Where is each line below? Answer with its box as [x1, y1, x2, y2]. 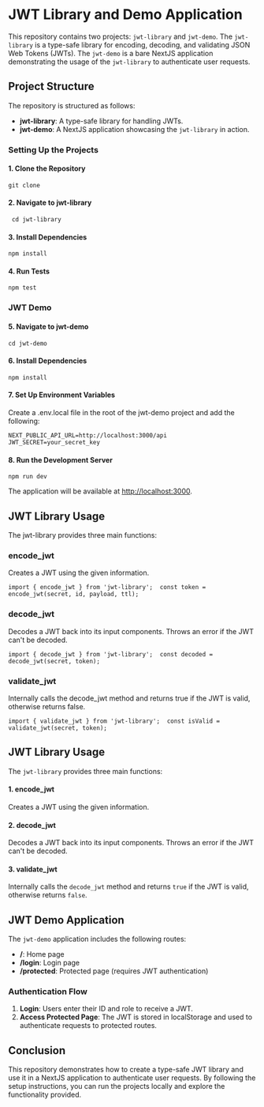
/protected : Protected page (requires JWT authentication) [19, 966, 209, 976]
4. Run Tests [8, 266, 50, 276]
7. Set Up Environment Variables [8, 390, 116, 400]
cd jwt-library [11, 216, 61, 224]
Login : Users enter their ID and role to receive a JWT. [19, 1004, 193, 1014]
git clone [8, 181, 41, 189]
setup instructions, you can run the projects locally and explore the [8, 1082, 225, 1091]
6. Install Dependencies [8, 356, 87, 365]
